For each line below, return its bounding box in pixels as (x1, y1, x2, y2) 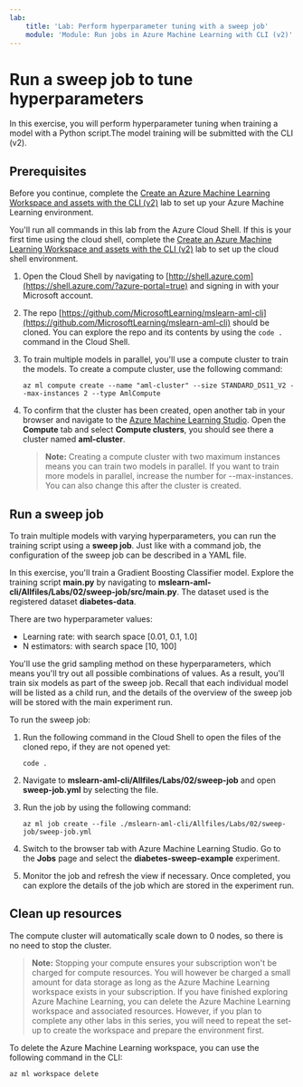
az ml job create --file (22, 819, 117, 828)
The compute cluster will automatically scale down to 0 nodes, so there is (9, 930, 283, 941)
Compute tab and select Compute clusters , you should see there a (22, 424, 274, 435)
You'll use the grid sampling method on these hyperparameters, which (9, 658, 271, 669)
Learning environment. (9, 207, 94, 218)
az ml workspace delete (9, 1069, 99, 1078)
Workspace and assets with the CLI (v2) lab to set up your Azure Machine (9, 197, 285, 208)
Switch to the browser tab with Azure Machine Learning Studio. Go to (22, 843, 281, 853)
